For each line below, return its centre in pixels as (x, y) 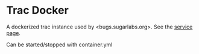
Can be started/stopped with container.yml (59, 45)
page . (14, 33)
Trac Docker (38, 10)
